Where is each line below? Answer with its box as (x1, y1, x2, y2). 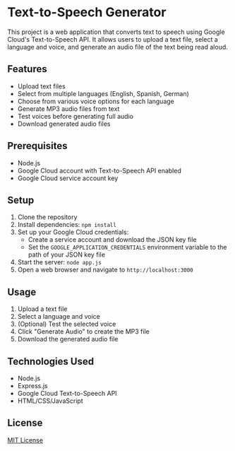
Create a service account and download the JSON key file (28, 235, 197, 244)
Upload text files (17, 82, 66, 90)
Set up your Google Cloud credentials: (17, 228, 129, 237)
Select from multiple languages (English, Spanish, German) (17, 89, 189, 98)
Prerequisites (7, 140, 68, 152)
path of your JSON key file (28, 250, 106, 259)
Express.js (17, 382, 48, 389)
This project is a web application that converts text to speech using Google (7, 28, 225, 36)
